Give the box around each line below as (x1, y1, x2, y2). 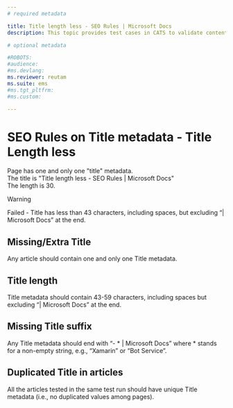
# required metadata (7, 10, 67, 17)
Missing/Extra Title (7, 236, 92, 247)
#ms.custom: (7, 93, 42, 100)
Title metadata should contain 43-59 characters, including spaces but (7, 293, 207, 301)
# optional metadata (7, 42, 67, 49)
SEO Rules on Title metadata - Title (7, 129, 212, 145)
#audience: (7, 60, 39, 68)
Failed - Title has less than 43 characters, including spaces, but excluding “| (7, 209, 225, 217)
